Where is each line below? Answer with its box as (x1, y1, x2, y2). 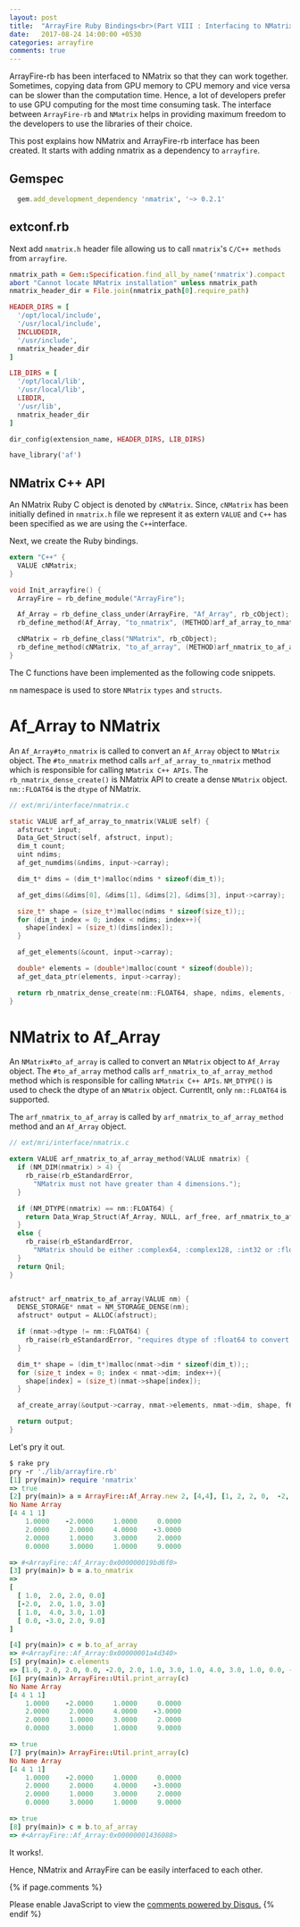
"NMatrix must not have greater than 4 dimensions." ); (32, 1179, 242, 1189)
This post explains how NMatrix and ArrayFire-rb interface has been (9, 136, 261, 147)
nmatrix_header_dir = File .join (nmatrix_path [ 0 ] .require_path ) (9, 287, 250, 296)
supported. (9, 1094, 50, 1105)
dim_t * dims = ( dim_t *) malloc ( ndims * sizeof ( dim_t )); (17, 874, 226, 883)
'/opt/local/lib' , (17, 377, 87, 386)
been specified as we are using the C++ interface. (9, 518, 187, 529)
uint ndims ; (17, 850, 62, 859)
